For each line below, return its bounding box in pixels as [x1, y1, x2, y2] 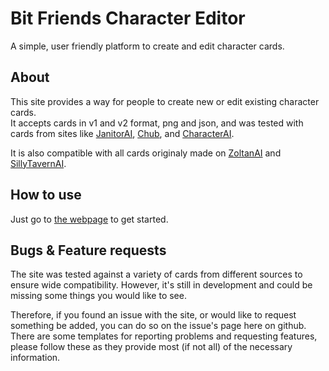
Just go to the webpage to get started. [10, 213, 169, 225]
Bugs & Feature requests [10, 242, 167, 259]
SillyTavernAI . [10, 157, 67, 169]
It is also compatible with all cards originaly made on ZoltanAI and [10, 147, 282, 159]
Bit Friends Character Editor [10, 7, 246, 30]
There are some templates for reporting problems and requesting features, [10, 330, 318, 342]
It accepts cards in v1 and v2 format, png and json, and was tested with [10, 117, 304, 129]
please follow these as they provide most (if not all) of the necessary [10, 341, 293, 353]
